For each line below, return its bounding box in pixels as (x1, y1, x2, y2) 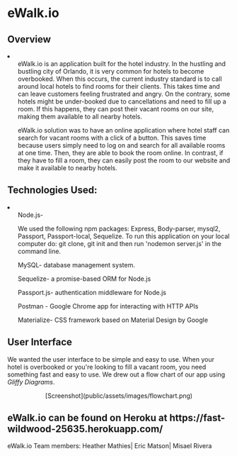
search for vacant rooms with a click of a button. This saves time (17, 133, 207, 142)
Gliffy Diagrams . (7, 377, 55, 386)
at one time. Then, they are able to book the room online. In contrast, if (17, 149, 224, 157)
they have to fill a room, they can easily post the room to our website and (17, 156, 231, 165)
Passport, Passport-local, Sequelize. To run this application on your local (17, 232, 230, 240)
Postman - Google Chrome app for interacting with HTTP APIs (17, 301, 199, 310)
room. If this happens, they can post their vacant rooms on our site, (17, 105, 214, 113)
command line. (17, 247, 62, 255)
